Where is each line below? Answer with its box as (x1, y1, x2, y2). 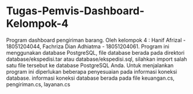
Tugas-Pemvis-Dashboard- (6, 4, 145, 18)
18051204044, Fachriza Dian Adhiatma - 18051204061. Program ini (6, 43, 169, 50)
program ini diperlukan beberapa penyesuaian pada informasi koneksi (6, 68, 177, 75)
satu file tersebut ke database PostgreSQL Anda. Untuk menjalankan (6, 61, 174, 69)
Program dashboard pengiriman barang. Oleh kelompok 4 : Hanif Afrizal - (6, 36, 186, 43)
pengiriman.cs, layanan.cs (6, 80, 71, 87)
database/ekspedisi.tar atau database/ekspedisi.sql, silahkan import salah (6, 55, 187, 62)
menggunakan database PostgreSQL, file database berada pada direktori (6, 49, 185, 56)
